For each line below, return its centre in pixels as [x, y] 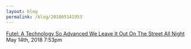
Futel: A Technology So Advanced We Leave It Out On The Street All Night [95, 33]
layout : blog [22, 11]
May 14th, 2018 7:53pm [34, 40]
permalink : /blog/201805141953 [44, 17]
